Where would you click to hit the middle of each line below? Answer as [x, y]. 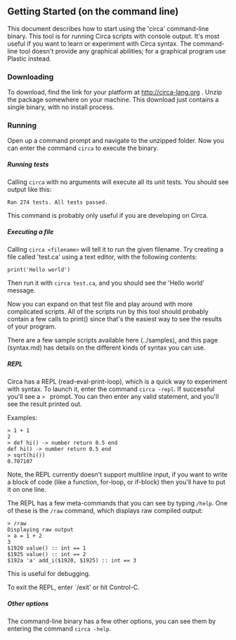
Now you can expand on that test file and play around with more [100, 304]
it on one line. [27, 490]
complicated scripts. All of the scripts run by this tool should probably [108, 312]
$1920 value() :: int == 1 [47, 548]
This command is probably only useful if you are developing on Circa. [108, 216]
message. [21, 290]
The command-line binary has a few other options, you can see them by [112, 621]
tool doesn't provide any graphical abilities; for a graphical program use [123, 51]
